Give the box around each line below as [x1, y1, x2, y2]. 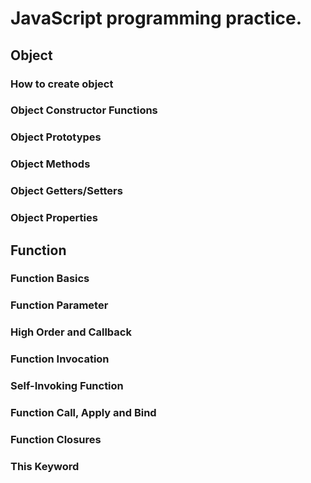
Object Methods [10, 157, 91, 171]
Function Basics [10, 272, 90, 286]
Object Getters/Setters [10, 184, 123, 198]
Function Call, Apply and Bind [10, 406, 157, 420]
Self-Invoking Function [10, 379, 124, 393]
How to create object [10, 77, 114, 91]
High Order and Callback [10, 325, 132, 339]
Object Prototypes [10, 130, 102, 144]
